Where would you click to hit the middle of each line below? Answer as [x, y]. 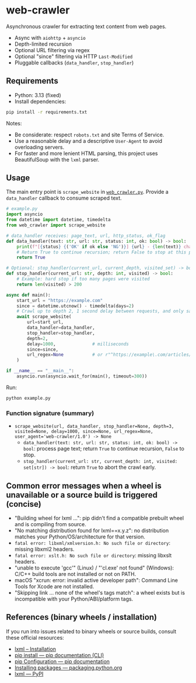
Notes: [14, 123]
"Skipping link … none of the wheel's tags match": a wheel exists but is [100, 592]
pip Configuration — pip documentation [62, 661]
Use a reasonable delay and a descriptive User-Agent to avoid [88, 140]
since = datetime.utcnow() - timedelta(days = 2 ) [75, 306]
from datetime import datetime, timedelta [58, 220]
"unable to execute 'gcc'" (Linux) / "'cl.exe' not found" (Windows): [94, 568]
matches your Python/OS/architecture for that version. [80, 537]
